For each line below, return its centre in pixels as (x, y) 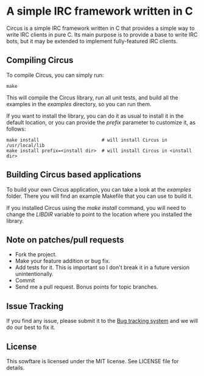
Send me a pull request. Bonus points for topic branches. (86, 287)
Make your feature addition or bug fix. (63, 261)
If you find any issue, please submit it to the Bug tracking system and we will (102, 321)
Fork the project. (36, 255)
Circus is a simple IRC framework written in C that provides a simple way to (100, 28)
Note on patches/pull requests (65, 240)
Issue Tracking (35, 306)
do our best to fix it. (31, 327)
